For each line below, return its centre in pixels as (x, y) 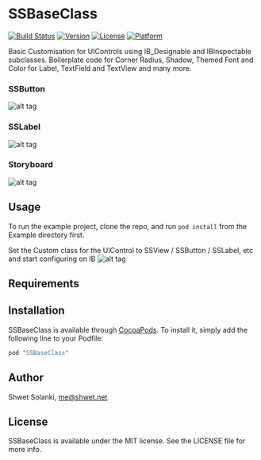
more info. (25, 450)
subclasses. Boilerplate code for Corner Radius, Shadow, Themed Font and (131, 60)
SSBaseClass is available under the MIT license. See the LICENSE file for (127, 441)
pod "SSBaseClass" (38, 353)
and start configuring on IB (52, 259)
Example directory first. (46, 235)
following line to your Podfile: (56, 338)
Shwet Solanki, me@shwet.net (58, 397)
